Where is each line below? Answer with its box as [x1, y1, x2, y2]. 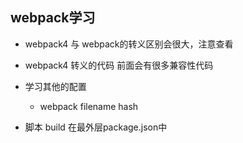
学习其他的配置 [24, 80, 87, 92]
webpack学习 [10, 9, 96, 27]
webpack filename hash [39, 100, 139, 112]
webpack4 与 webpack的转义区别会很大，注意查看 [24, 38, 234, 50]
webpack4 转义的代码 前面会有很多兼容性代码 [24, 59, 214, 71]
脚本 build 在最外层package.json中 [24, 121, 168, 133]
